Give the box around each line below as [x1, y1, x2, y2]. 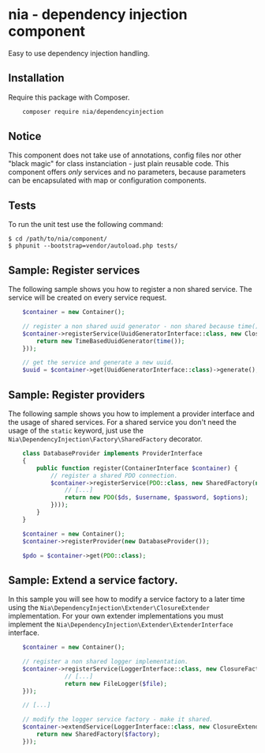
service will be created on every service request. [8, 293, 167, 302]
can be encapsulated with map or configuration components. [8, 176, 207, 185]
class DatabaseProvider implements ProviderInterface [22, 449, 203, 457]
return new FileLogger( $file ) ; [64, 679, 168, 687]
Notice [8, 130, 42, 143]
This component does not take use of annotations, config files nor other [8, 150, 242, 160]
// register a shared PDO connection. [50, 471, 178, 479]
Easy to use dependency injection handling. [8, 48, 150, 58]
